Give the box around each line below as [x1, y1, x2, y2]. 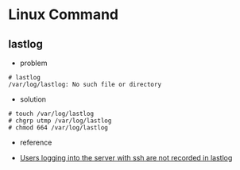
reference [19, 137, 52, 147]
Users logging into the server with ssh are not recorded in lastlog [19, 153, 233, 162]
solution [19, 95, 46, 104]
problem [19, 58, 48, 68]
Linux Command [8, 6, 119, 24]
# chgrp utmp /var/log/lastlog [8, 117, 112, 125]
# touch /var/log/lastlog [8, 110, 94, 118]
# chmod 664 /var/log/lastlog [8, 124, 109, 132]
